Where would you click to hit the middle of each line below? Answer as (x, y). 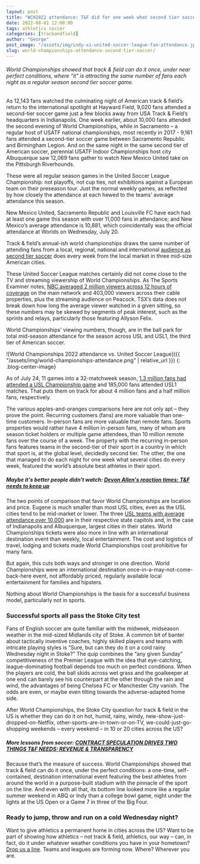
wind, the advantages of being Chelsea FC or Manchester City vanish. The (98, 686)
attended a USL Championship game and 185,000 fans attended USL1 (91, 384)
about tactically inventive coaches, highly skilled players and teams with (95, 641)
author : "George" (28, 39)
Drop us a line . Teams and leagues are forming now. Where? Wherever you (98, 849)
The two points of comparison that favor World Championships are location (99, 501)
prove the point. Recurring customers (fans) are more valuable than (89, 415)
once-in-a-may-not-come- (160, 569)
